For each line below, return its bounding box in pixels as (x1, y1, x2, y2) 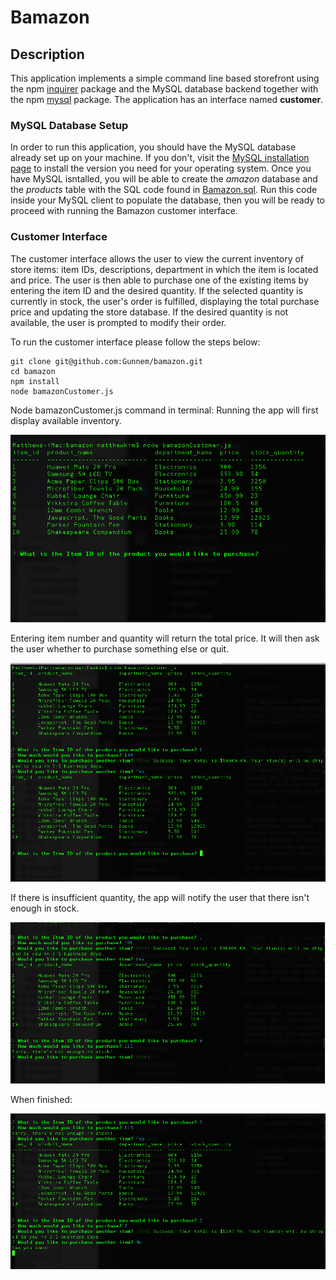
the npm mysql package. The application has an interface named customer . (10, 94, 324, 105)
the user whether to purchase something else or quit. (10, 643, 230, 655)
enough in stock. (10, 902, 80, 914)
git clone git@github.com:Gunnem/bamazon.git (10, 356, 203, 366)
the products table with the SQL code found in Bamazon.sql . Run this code (10, 184, 318, 196)
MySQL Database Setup (10, 118, 129, 132)
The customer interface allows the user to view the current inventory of (10, 252, 305, 265)
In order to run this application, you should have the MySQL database (10, 141, 297, 153)
